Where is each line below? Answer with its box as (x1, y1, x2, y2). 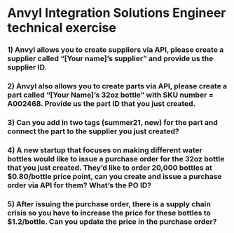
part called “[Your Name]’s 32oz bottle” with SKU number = (7, 90, 214, 100)
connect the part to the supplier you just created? (7, 126, 180, 136)
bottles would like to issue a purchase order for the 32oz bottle (7, 154, 225, 164)
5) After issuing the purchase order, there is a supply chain (7, 199, 212, 208)
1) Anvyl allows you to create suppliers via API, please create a (7, 45, 224, 55)
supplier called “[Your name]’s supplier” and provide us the (7, 54, 214, 64)
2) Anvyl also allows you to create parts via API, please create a (7, 81, 228, 91)
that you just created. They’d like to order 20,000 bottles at (7, 163, 212, 173)
